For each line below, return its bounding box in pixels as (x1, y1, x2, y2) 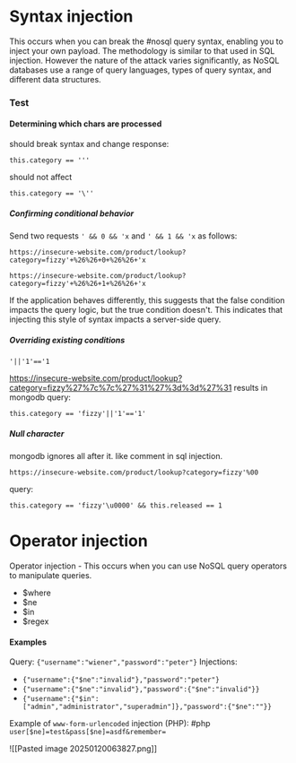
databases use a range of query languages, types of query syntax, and (9, 65, 272, 75)
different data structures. (9, 74, 101, 84)
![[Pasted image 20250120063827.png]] (9, 743, 158, 754)
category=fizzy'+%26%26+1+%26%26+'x (9, 280, 146, 289)
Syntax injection (9, 6, 134, 27)
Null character (9, 428, 65, 438)
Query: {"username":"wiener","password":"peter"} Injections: (9, 656, 238, 667)
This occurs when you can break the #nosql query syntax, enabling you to (9, 36, 284, 47)
